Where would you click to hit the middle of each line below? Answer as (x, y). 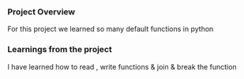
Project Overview (41, 12)
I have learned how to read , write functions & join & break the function (122, 66)
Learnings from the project (60, 50)
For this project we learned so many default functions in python (111, 29)
